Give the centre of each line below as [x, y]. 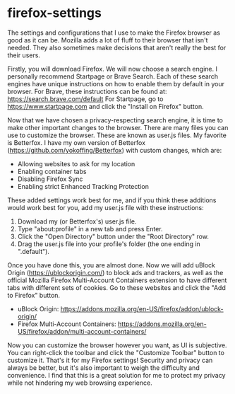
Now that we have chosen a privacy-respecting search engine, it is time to [115, 120]
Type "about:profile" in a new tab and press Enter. [90, 228]
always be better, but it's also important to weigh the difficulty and [103, 367]
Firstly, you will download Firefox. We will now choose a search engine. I [112, 69]
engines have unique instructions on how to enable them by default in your [116, 83]
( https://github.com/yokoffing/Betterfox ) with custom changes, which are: [115, 150]
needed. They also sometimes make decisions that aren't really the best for [117, 47]
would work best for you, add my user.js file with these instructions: [106, 207]
